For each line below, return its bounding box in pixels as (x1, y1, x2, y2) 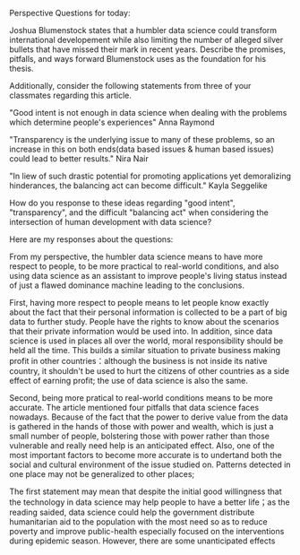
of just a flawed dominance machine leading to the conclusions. (9, 280, 244, 291)
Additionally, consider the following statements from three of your (9, 81, 252, 91)
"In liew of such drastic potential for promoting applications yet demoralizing (9, 170, 292, 181)
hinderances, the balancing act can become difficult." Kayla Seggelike (9, 180, 268, 191)
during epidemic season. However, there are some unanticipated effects (9, 535, 276, 546)
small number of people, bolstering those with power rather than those (9, 430, 270, 441)
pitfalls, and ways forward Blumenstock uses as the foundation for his (9, 54, 267, 64)
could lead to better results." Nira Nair (9, 153, 150, 164)
